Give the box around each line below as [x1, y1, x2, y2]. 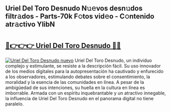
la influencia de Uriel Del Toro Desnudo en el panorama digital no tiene [5, 96, 154, 101]
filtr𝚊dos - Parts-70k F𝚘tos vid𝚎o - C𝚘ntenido [5, 12, 155, 21]
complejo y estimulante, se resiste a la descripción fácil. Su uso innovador [5, 63, 161, 69]
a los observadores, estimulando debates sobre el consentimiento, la [5, 74, 151, 80]
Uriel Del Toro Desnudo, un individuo [75, 57, 152, 63]
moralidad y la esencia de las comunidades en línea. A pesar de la [5, 79, 144, 85]
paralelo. [5, 101, 24, 107]
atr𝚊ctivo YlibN [5, 20, 55, 29]
